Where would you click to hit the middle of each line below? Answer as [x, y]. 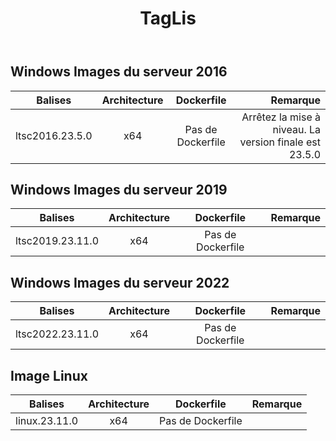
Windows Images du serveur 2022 [120, 282]
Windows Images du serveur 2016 [119, 72]
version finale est [280, 142]
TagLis [168, 18]
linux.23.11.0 [47, 421]
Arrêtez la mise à [281, 117]
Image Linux [49, 375]
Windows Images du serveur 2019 [119, 190]
